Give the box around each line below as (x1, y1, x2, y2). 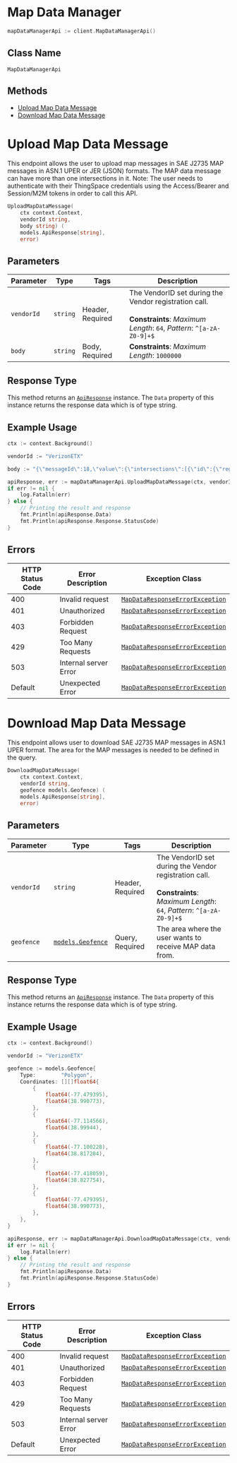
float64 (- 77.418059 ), (44, 1169, 109, 1177)
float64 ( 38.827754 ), (44, 1176, 106, 1184)
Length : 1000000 (129, 351, 182, 361)
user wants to (156, 932, 202, 942)
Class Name (7, 47, 61, 59)
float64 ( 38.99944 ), (44, 1124, 102, 1131)
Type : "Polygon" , (20, 1071, 93, 1078)
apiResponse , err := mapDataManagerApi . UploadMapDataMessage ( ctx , (7, 478, 207, 486)
